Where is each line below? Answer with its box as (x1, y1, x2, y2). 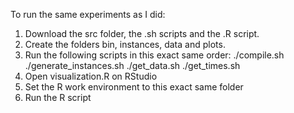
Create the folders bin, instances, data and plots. (24, 39, 226, 50)
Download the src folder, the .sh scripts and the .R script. (24, 28, 260, 39)
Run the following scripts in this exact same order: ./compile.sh (24, 49, 285, 61)
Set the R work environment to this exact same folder (24, 81, 244, 93)
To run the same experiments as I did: (10, 9, 166, 20)
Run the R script (24, 92, 92, 103)
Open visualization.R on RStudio (24, 70, 158, 82)
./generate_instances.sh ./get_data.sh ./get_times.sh (24, 60, 241, 71)
